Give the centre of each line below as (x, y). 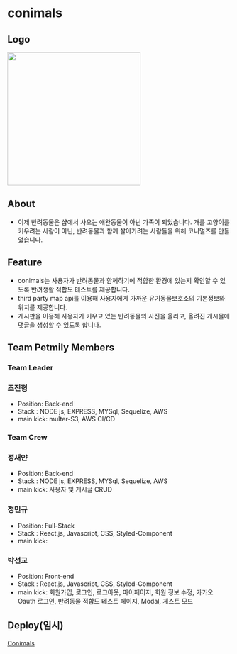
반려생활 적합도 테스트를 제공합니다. (80, 289)
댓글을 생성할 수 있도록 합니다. (59, 325)
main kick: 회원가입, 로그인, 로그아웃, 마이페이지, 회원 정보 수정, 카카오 (115, 592)
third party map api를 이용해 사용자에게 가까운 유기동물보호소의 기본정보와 (121, 298)
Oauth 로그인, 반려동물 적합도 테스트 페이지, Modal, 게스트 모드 (105, 602)
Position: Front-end (46, 577)
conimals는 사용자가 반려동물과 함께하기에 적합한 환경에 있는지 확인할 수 (118, 280)
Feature (25, 263)
